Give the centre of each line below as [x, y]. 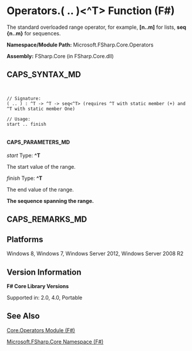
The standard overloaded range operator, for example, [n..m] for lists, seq [97, 27]
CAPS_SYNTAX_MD [44, 75]
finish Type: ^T [25, 178]
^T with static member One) [41, 109]
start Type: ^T [23, 155]
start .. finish [26, 124]
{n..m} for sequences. [34, 33]
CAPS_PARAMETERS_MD [38, 142]
